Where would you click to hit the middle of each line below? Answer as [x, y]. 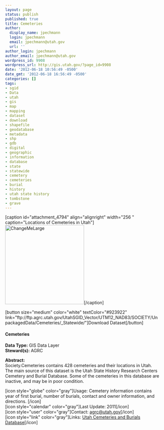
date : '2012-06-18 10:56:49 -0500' [42, 70]
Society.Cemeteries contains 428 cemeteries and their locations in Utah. [79, 365]
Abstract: [15, 360]
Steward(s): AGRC [24, 350]
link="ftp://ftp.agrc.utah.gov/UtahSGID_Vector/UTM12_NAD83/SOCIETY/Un [82, 318]
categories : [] [21, 79]
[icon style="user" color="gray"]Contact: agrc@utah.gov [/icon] [70, 412]
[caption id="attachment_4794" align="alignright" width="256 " [70, 217]
